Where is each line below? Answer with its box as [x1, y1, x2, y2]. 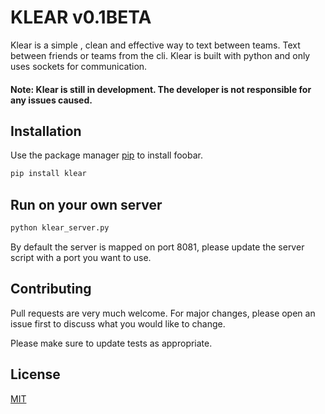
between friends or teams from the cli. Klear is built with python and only [10, 49, 311, 61]
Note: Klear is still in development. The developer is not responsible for [10, 83, 312, 95]
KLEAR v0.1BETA [10, 6, 152, 29]
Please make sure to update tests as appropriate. [10, 337, 213, 349]
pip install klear [10, 169, 87, 179]
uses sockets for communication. [10, 60, 148, 72]
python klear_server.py [10, 223, 110, 233]
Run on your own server [10, 196, 163, 213]
